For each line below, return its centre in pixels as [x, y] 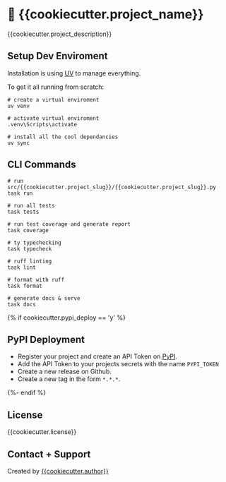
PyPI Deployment [46, 339]
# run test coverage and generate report [69, 224]
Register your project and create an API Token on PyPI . [97, 356]
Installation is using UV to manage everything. [74, 73]
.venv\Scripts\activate [42, 124]
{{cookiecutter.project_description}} [60, 34]
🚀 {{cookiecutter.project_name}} [106, 14]
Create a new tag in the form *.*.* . [69, 379]
